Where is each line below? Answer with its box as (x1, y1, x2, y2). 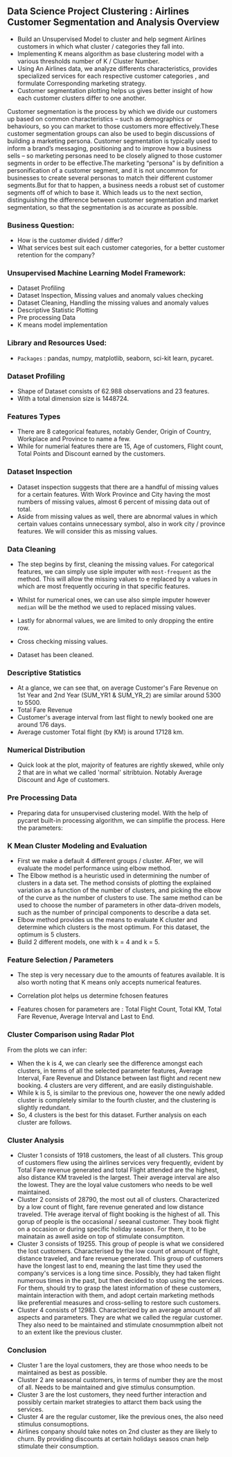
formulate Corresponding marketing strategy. (17, 79, 147, 87)
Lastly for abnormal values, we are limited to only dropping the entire (17, 616, 214, 624)
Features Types (7, 411, 61, 421)
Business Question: (7, 220, 75, 230)
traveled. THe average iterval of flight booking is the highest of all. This (17, 1210, 220, 1218)
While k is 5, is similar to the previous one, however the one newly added (17, 1089, 225, 1097)
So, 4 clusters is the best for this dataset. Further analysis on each (17, 1110, 206, 1119)
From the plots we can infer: (7, 1046, 87, 1054)
